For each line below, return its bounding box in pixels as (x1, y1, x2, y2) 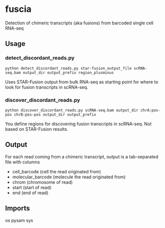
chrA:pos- (140, 108, 161, 113)
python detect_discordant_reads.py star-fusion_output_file (5, 66, 132, 71)
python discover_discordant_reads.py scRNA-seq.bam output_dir (5, 108, 139, 113)
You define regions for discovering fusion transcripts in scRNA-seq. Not (5, 121, 152, 127)
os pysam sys (5, 217, 33, 223)
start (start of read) (12, 184, 52, 190)
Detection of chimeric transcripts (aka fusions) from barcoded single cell (5, 20, 154, 26)
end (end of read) (12, 190, 49, 196)
